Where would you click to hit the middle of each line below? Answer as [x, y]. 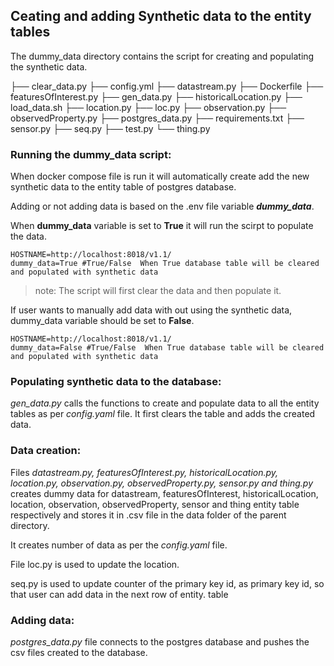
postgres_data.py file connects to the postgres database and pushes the [160, 642]
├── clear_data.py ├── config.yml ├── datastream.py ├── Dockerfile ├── [167, 86]
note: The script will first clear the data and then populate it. [158, 291]
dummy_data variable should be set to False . [102, 321]
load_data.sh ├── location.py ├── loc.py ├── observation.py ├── [148, 107]
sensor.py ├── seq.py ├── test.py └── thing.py [110, 128]
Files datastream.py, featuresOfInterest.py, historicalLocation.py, [144, 472]
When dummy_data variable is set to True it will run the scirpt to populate [162, 226]
